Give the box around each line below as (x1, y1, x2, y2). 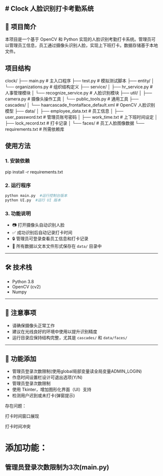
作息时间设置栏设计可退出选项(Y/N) (12, 375, 83, 381)
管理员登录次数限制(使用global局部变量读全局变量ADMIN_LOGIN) (12, 368, 142, 374)
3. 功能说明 (5, 210, 31, 217)
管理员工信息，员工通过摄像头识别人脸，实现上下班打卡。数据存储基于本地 (9, 43, 158, 48)
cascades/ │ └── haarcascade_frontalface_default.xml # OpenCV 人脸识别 (5, 102, 155, 108)
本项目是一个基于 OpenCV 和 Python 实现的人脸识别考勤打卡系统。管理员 (5, 36, 151, 42)
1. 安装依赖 (5, 158, 30, 164)
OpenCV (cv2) (12, 284, 41, 289)
